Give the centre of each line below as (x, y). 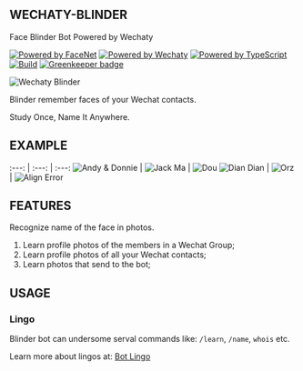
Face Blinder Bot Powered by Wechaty (81, 36)
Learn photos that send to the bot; (87, 265)
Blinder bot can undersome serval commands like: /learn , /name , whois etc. (150, 339)
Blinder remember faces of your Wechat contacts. (103, 99)
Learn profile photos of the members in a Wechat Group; (128, 246)
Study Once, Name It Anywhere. (70, 116)
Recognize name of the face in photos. (82, 227)
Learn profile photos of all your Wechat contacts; (114, 255)
